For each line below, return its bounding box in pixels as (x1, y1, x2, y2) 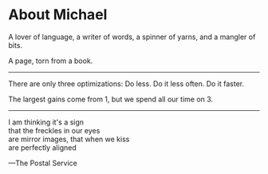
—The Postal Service (8, 158, 77, 168)
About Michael (8, 6, 108, 24)
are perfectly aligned (8, 142, 77, 152)
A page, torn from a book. (8, 56, 93, 65)
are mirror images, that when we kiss (8, 134, 130, 144)
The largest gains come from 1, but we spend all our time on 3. (8, 94, 214, 104)
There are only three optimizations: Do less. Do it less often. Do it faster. (8, 78, 245, 89)
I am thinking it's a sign (8, 117, 85, 127)
